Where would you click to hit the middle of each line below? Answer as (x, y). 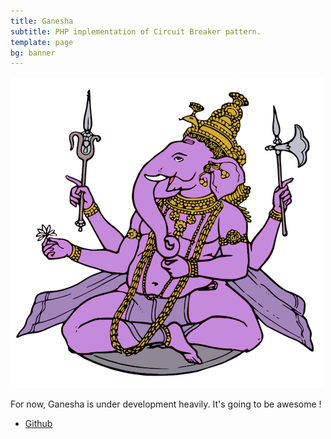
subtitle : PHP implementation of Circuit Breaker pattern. (136, 31)
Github (38, 424)
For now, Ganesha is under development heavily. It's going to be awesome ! (166, 404)
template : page (42, 42)
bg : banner (33, 53)
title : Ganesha (42, 21)
